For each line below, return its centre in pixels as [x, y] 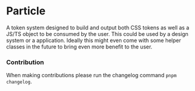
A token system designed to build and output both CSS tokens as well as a [98, 28]
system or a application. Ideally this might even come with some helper [94, 40]
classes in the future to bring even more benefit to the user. [79, 47]
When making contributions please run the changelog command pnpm [92, 75]
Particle [26, 11]
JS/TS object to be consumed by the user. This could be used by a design [97, 34]
